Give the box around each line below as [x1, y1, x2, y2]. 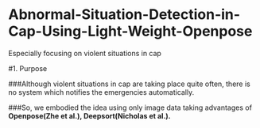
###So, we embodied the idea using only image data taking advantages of [8, 103, 253, 112]
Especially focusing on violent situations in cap [8, 48, 161, 58]
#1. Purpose [8, 63, 48, 73]
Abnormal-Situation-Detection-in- [8, 6, 241, 24]
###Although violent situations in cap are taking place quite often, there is [8, 79, 250, 88]
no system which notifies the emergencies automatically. [8, 87, 195, 96]
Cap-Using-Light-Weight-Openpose [8, 22, 253, 40]
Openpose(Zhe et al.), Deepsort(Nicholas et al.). [8, 111, 171, 120]
